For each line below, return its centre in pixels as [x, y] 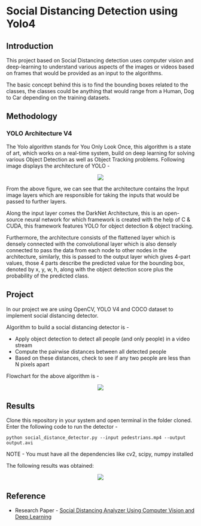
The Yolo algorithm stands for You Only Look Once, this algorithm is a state [99, 147]
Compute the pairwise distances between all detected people [90, 351]
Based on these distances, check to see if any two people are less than [103, 358]
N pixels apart [32, 364]
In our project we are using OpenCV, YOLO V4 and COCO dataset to [90, 309]
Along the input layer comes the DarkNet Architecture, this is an [85, 213]
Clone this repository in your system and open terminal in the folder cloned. [99, 420]
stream [24, 345]
